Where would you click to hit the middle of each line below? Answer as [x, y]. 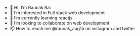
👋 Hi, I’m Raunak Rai [30, 8]
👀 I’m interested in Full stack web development [57, 13]
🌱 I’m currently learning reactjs [41, 18]
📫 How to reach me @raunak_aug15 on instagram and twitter [72, 28]
